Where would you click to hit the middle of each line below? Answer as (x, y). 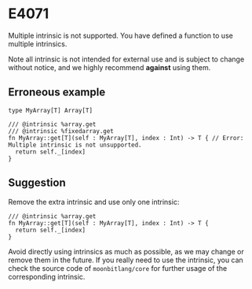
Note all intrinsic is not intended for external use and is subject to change (126, 59)
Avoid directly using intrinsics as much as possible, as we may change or (126, 251)
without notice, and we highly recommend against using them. (110, 67)
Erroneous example (57, 93)
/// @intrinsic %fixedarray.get (61, 131)
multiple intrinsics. (38, 43)
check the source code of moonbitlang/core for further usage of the (118, 268)
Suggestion (37, 183)
